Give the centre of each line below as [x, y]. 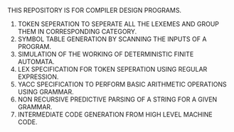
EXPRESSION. [38, 77]
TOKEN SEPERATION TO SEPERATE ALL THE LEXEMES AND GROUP [118, 24]
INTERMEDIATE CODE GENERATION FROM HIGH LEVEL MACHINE [115, 114]
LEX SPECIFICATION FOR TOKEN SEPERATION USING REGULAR [112, 69]
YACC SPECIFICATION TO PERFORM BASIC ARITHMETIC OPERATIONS [122, 84]
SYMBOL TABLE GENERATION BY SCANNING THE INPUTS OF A [112, 39]
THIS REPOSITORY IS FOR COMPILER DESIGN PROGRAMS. [95, 10]
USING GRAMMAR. [46, 92]
